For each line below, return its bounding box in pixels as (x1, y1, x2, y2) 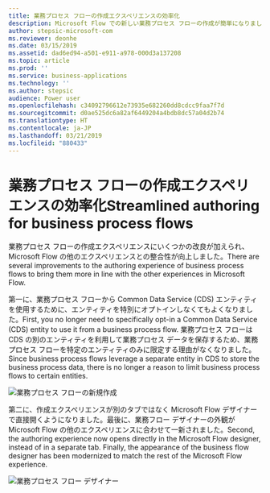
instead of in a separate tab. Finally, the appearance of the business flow (8, 442, 249, 452)
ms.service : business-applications (8, 72, 128, 80)
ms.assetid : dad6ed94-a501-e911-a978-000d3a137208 (8, 49, 182, 57)
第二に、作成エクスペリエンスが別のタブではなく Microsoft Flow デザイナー (8, 404, 258, 415)
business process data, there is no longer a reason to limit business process (8, 362, 260, 372)
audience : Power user (8, 94, 81, 102)
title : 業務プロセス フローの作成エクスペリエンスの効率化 (8, 11, 181, 20)
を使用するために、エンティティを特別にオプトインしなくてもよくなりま (8, 304, 247, 314)
